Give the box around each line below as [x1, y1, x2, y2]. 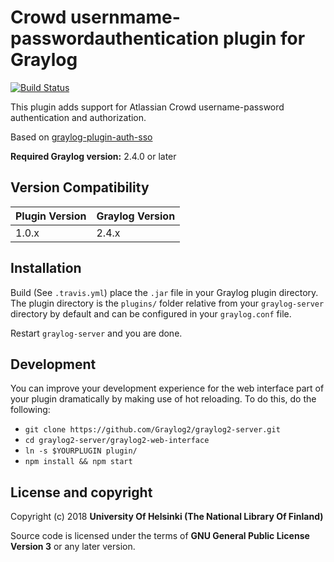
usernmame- [69, 6, 181, 29]
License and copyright [10, 484, 153, 501]
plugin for [222, 27, 306, 50]
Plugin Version [15, 209, 87, 223]
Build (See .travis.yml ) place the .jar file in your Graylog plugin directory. [10, 286, 319, 298]
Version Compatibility [10, 179, 150, 196]
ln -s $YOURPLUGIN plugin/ [24, 446, 138, 456]
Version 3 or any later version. [10, 541, 136, 553]
